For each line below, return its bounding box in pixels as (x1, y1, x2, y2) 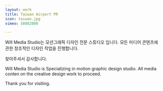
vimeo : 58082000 (5, 21, 38, 26)
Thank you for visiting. (5, 81, 51, 87)
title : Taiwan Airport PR (5, 12, 58, 17)
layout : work (5, 7, 32, 12)
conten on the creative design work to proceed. (5, 71, 102, 77)
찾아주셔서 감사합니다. (5, 56, 48, 62)
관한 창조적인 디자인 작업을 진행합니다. (5, 45, 79, 52)
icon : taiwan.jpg (5, 16, 41, 21)
